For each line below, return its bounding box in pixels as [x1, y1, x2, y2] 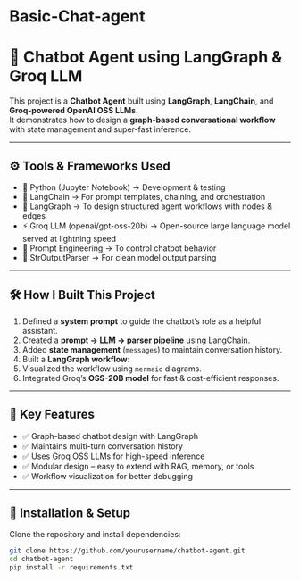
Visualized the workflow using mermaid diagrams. [21, 363, 203, 374]
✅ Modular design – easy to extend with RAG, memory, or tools [21, 461, 254, 471]
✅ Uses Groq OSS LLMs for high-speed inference [21, 451, 205, 461]
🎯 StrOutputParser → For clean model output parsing [21, 252, 217, 262]
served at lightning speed [21, 233, 117, 244]
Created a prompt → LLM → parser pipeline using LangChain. [21, 335, 251, 345]
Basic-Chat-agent [9, 6, 146, 27]
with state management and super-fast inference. [9, 124, 192, 135]
